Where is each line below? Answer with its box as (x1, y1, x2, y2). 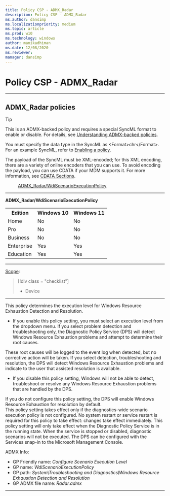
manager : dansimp (5, 54, 42, 60)
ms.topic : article (5, 26, 44, 31)
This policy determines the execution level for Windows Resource (5, 303, 142, 309)
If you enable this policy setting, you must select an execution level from (12, 318, 163, 324)
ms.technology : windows (5, 36, 56, 41)
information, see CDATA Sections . (5, 173, 76, 179)
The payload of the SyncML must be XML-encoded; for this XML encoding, (5, 157, 162, 163)
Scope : (5, 269, 20, 275)
